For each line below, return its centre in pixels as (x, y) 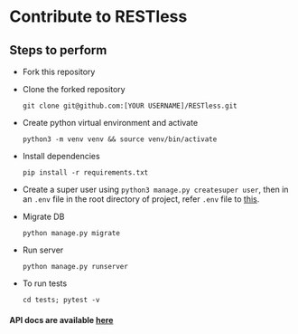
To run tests (45, 283)
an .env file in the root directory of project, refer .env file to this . (141, 199)
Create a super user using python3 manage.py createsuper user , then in (155, 189)
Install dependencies (61, 156)
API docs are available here (61, 320)
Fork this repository (59, 72)
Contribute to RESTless (98, 17)
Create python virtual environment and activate (110, 123)
